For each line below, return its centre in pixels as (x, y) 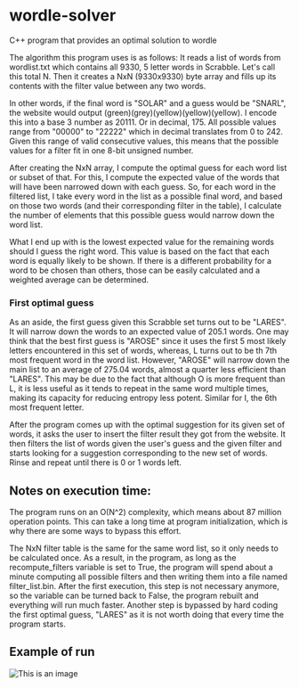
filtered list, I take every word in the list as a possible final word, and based (146, 196)
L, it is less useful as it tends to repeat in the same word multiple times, (139, 389)
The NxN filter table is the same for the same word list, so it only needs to (144, 548)
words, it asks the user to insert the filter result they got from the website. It (148, 434)
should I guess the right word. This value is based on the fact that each (139, 251)
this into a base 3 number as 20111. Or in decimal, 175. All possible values (143, 122)
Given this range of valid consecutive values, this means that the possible (144, 141)
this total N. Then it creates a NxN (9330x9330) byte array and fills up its (143, 76)
